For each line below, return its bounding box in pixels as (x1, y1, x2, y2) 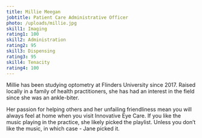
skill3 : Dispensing (6, 48, 56, 54)
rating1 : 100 (6, 31, 39, 37)
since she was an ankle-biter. (6, 94, 80, 101)
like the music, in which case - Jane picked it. (6, 125, 120, 133)
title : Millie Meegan (6, 8, 61, 15)
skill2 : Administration (6, 37, 67, 43)
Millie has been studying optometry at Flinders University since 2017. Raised (6, 81, 196, 89)
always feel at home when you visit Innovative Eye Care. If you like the (6, 112, 181, 119)
